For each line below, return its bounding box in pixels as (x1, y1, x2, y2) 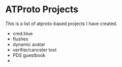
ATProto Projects (5, 4, 79, 15)
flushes (12, 36, 28, 42)
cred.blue (12, 30, 33, 36)
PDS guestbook (12, 52, 46, 58)
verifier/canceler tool (12, 47, 57, 53)
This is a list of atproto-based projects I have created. (5, 20, 118, 27)
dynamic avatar (12, 41, 46, 47)
